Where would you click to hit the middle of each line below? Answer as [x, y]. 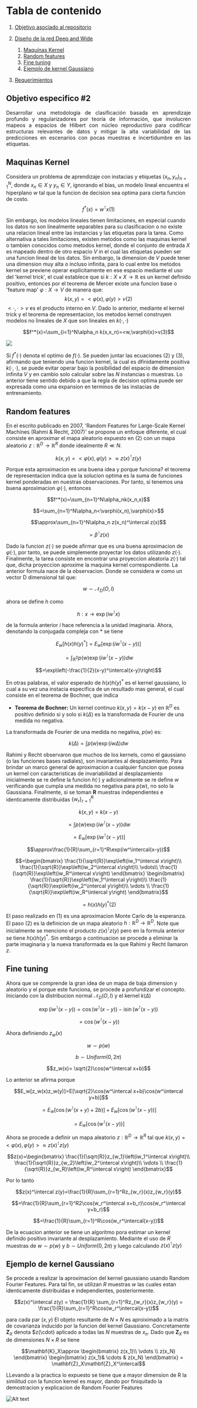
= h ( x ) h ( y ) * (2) [99, 904]
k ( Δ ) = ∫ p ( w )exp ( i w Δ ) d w [98, 743]
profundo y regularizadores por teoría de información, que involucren [98, 119]
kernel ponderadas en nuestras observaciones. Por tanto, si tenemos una [95, 482]
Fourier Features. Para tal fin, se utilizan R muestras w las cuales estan [91, 1285]
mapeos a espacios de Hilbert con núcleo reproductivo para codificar [98, 125]
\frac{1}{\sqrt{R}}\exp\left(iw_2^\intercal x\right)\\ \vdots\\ [89, 867]
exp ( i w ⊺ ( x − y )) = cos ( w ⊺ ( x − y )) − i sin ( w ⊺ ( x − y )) [98, 1009]
